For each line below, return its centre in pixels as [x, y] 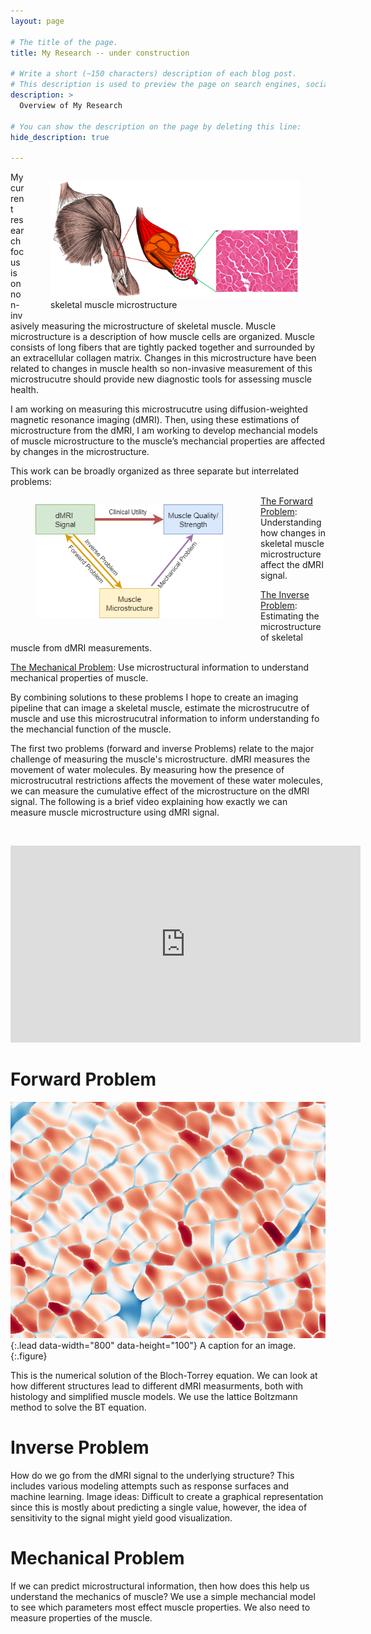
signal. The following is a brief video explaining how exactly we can [149, 802]
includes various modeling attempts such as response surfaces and [150, 1486]
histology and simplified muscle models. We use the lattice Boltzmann [154, 1397]
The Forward [286, 501]
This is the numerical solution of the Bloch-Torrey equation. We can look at [164, 1376]
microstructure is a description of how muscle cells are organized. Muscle [162, 337]
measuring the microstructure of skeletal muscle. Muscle [159, 326]
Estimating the [290, 616]
